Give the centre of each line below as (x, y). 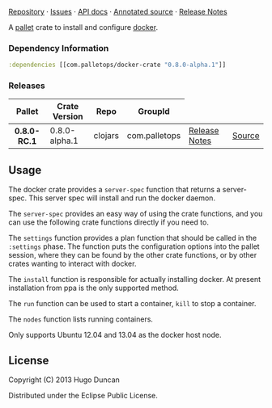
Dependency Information (59, 48)
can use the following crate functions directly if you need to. (108, 222)
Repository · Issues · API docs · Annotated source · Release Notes (118, 12)
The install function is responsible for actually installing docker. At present (135, 280)
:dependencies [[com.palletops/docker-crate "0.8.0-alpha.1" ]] (117, 65)
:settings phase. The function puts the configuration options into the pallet (134, 246)
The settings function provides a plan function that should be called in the (133, 238)
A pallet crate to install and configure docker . (83, 27)
